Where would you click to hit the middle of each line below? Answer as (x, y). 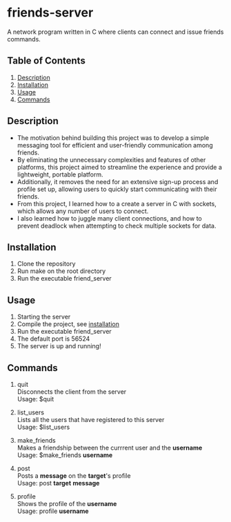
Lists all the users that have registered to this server (91, 420)
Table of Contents (47, 61)
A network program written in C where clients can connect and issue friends (115, 32)
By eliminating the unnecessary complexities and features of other (111, 159)
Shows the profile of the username (67, 504)
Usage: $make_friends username (65, 455)
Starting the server (44, 317)
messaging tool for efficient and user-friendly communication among (115, 145)
